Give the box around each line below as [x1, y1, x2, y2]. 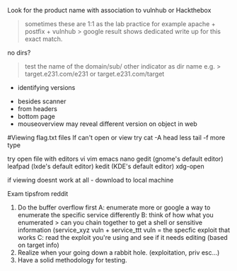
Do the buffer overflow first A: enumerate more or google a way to [17, 203, 211, 212]
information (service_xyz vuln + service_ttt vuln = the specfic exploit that [17, 226, 231, 234]
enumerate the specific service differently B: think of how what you [17, 211, 214, 219]
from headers [17, 105, 58, 113]
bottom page [17, 113, 55, 120]
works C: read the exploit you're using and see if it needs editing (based [17, 233, 228, 241]
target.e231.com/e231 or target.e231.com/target [24, 70, 165, 78]
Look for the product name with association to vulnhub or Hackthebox [7, 6, 212, 14]
